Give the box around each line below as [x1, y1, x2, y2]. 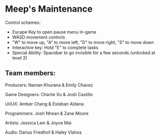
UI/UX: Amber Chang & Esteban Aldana [5, 101, 84, 107]
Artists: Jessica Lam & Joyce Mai [5, 120, 72, 125]
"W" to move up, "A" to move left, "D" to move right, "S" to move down [12, 39, 154, 45]
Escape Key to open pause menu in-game [12, 29, 97, 35]
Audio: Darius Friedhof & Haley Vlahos [5, 129, 82, 135]
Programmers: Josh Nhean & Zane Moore [5, 110, 89, 116]
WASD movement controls [12, 34, 65, 40]
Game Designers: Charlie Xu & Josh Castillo [5, 91, 93, 97]
